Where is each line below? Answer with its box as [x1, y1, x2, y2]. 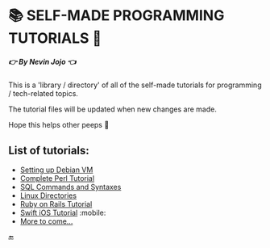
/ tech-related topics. [8, 89, 79, 99]
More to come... [19, 216, 73, 226]
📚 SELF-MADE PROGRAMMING [8, 6, 225, 25]
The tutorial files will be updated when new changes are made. [8, 104, 218, 114]
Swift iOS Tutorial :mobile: [19, 208, 106, 217]
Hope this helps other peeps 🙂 [8, 120, 110, 130]
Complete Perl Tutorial [19, 173, 95, 183]
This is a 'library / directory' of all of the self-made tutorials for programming [8, 80, 262, 90]
